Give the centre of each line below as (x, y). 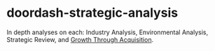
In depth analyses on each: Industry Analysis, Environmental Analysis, (107, 32)
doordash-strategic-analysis (92, 13)
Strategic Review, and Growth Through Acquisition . (80, 39)
